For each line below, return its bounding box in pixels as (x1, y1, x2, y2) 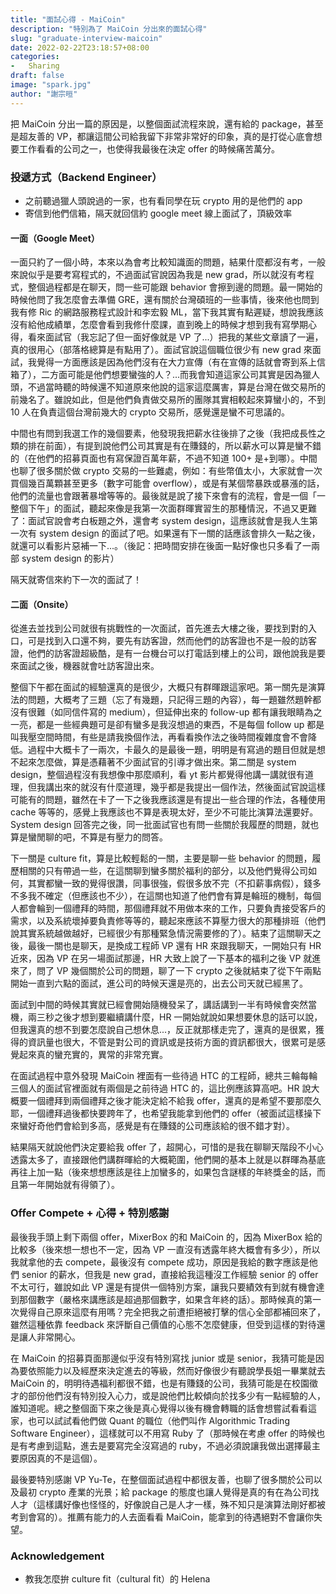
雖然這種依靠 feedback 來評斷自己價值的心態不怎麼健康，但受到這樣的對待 (10, 1318, 317, 1330)
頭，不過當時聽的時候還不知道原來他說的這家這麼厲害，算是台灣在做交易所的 (10, 381, 326, 393)
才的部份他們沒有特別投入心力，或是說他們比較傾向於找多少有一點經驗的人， (10, 1389, 326, 1401)
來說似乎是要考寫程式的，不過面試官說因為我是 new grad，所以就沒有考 (10, 269, 306, 281)
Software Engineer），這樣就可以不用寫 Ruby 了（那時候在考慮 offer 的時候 (10, 1427, 317, 1439)
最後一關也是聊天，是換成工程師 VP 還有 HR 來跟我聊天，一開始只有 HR (27, 940, 322, 952)
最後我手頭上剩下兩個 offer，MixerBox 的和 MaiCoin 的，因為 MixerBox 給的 (10, 1231, 323, 1243)
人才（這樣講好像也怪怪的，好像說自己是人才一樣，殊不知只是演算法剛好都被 (10, 1498, 326, 1510)
